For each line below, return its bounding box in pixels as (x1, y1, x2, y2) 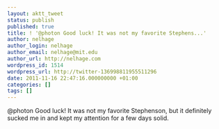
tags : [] (7, 87, 33, 94)
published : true (7, 23, 54, 30)
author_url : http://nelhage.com (7, 55, 101, 62)
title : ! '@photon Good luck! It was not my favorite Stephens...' (7, 29, 207, 37)
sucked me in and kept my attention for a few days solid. (7, 114, 169, 122)
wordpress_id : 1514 (7, 62, 64, 69)
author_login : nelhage (7, 42, 73, 49)
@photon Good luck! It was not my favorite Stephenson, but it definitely (7, 107, 212, 115)
